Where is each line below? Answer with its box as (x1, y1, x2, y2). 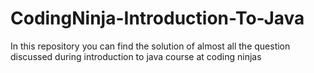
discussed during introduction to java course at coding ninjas (10, 50, 262, 62)
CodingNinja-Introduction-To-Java (10, 7, 305, 30)
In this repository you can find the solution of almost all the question (10, 40, 291, 52)
